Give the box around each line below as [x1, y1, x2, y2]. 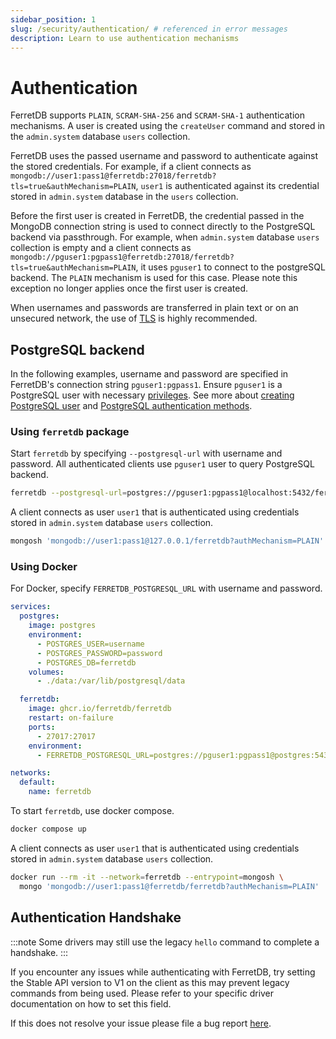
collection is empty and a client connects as [10, 242, 192, 254]
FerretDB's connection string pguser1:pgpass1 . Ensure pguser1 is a [10, 379, 283, 391]
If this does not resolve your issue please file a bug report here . [10, 1017, 272, 1029]
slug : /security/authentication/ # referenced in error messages [10, 24, 288, 34]
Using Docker [10, 560, 78, 574]
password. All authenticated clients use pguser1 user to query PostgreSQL [10, 458, 315, 470]
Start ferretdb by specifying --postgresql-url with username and [10, 447, 283, 460]
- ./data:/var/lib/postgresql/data [36, 676, 186, 686]
